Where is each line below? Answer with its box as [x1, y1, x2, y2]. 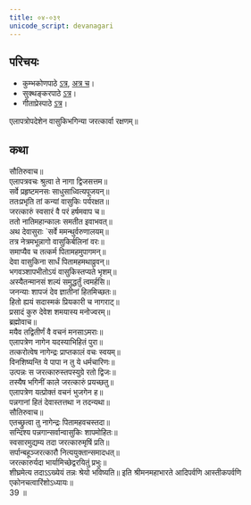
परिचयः [9, 54, 39, 70]
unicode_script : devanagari [9, 21, 114, 30]
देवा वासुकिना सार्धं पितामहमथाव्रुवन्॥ [9, 256, 110, 268]
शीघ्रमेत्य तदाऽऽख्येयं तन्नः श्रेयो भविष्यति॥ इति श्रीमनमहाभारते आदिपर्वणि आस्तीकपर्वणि [9, 468, 242, 478]
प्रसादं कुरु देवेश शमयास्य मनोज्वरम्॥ [9, 307, 111, 318]
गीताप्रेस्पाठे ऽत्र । [21, 98, 69, 109]
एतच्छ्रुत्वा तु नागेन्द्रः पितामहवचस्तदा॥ [9, 417, 110, 428]
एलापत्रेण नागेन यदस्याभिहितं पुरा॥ [9, 336, 104, 348]
